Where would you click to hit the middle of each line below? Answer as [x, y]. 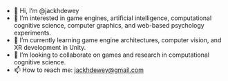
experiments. [32, 33]
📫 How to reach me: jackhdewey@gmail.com [78, 70]
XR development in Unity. [50, 47]
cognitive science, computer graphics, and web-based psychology [109, 25]
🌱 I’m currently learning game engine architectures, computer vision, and [117, 40]
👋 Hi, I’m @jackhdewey [46, 11]
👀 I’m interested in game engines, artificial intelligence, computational [113, 18]
